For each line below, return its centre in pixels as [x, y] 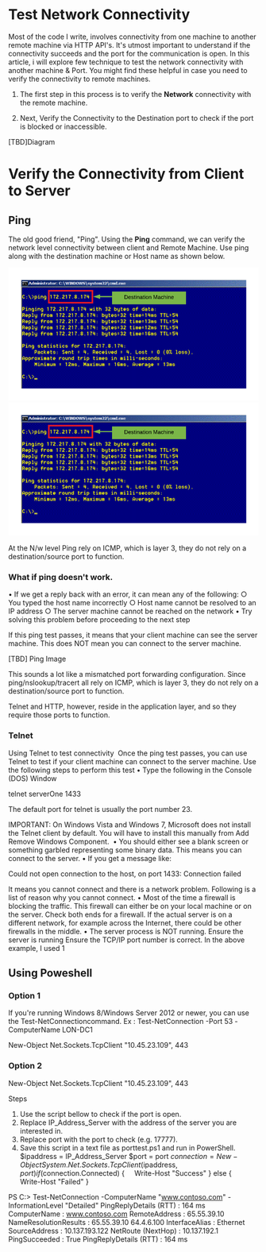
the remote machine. [54, 102]
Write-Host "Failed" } [54, 1181]
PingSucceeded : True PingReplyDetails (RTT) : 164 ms [98, 1239]
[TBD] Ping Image [37, 659]
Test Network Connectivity [99, 15]
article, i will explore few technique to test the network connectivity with [126, 62]
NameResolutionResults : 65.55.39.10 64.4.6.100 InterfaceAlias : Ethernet [127, 1222]
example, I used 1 [37, 948]
